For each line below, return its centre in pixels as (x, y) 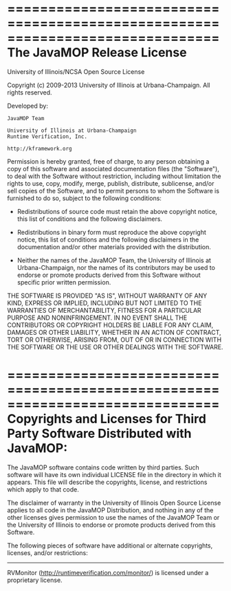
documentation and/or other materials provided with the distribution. (114, 246)
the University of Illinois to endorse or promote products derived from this (111, 525)
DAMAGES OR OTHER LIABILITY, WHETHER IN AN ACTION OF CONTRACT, (114, 332)
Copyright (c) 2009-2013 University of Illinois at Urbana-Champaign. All (109, 85)
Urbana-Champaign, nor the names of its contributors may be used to (116, 267)
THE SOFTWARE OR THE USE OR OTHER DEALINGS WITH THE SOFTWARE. (115, 347)
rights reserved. (30, 92)
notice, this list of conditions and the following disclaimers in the (108, 240)
